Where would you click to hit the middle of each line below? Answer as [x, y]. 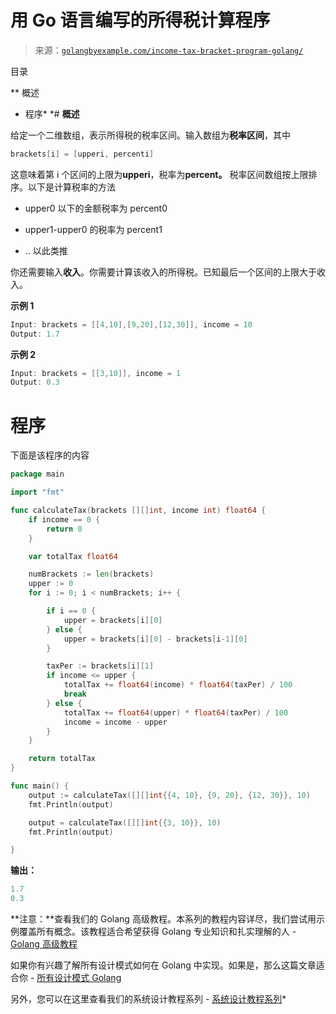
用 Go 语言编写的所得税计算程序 [140, 20]
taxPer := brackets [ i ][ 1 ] [100, 666]
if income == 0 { [64, 519]
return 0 [64, 529]
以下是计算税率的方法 [71, 187]
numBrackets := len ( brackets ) [91, 574]
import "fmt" [37, 492]
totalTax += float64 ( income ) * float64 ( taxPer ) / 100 [178, 685]
